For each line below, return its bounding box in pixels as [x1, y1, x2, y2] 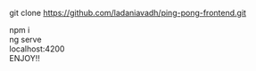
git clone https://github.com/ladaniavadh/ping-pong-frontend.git [9, 8, 247, 18]
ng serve [9, 35, 42, 44]
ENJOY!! [9, 53, 40, 63]
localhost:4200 [9, 43, 65, 54]
